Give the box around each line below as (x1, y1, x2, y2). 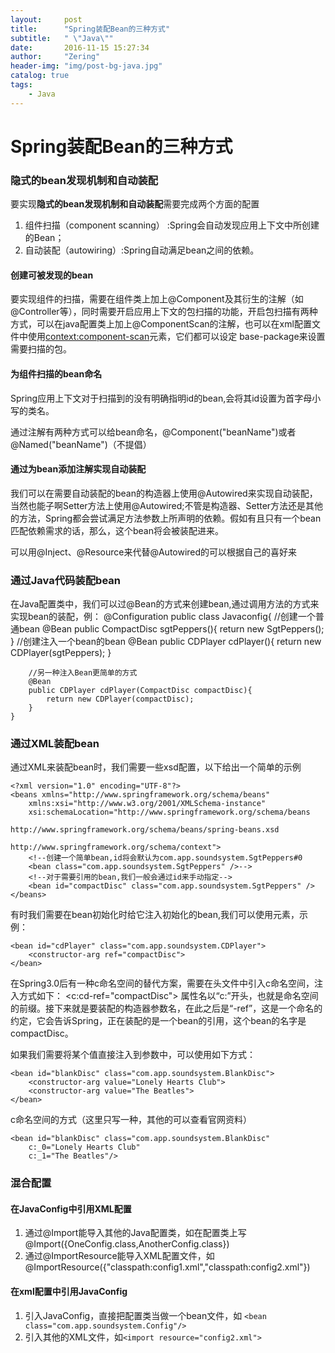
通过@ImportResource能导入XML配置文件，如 (24, 1250, 215, 1262)
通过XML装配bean (10, 736, 100, 750)
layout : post (10, 14, 83, 25)
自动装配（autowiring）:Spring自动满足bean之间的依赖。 (24, 244, 260, 256)
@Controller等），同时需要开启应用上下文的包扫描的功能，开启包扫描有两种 (10, 306, 318, 318)
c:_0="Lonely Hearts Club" (28, 1142, 141, 1153)
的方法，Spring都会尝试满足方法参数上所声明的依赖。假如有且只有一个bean (10, 512, 322, 524)
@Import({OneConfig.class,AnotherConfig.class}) (24, 1238, 230, 1250)
